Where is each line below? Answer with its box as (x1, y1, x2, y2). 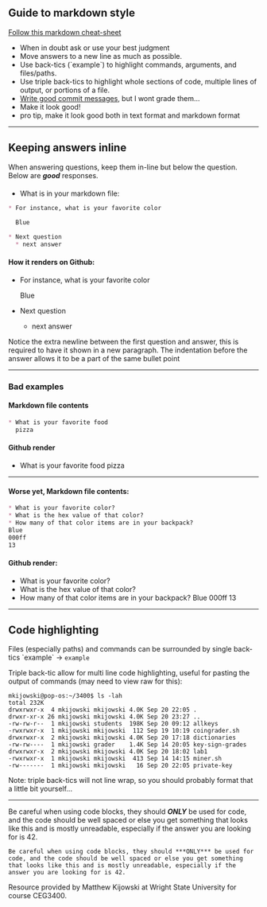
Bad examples (8, 381, 64, 392)
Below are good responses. (8, 170, 99, 180)
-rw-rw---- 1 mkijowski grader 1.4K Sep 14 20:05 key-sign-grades (8, 741, 247, 749)
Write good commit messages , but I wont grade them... (19, 93, 200, 103)
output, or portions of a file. (19, 85, 110, 95)
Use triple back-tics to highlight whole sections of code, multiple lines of (19, 76, 257, 86)
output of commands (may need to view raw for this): (8, 676, 183, 687)
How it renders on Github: (8, 258, 95, 267)
